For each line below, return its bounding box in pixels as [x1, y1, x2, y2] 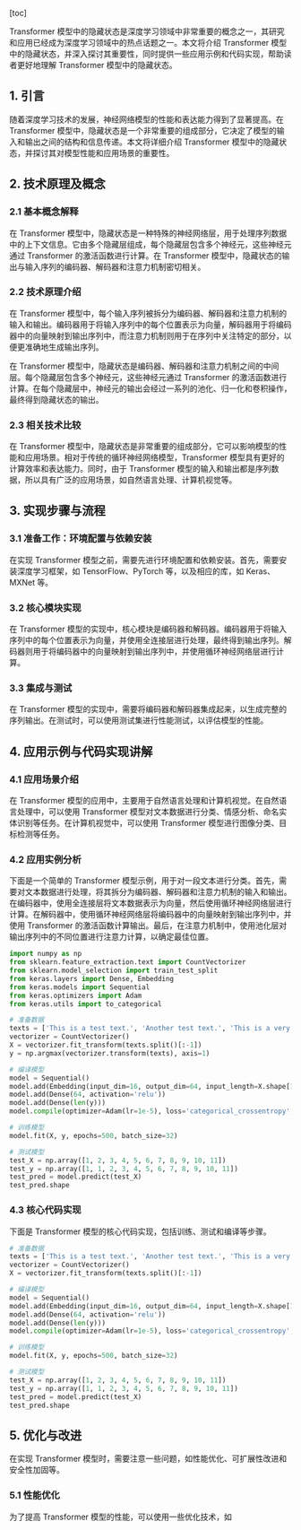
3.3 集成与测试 [9, 682, 73, 694]
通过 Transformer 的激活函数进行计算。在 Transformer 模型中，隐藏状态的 [9, 250, 282, 261]
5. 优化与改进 [9, 1428, 82, 1443]
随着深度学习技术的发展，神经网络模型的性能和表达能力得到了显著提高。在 [9, 114, 284, 125]
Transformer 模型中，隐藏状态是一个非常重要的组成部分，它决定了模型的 [9, 125, 278, 135]
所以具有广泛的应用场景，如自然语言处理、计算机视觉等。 [24, 474, 237, 485]
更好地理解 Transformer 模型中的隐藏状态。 [16, 60, 177, 70]
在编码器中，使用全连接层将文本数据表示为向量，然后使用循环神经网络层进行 [9, 898, 292, 908]
